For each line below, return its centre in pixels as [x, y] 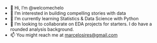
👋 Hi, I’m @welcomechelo [37, 8]
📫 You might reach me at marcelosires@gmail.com [64, 35]
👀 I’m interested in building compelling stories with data [68, 13]
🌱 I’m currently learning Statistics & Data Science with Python [74, 18]
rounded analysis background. [42, 29]
